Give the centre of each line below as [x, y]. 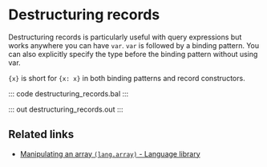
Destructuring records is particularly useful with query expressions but [125, 37]
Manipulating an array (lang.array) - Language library [110, 153]
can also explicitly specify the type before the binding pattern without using [133, 54]
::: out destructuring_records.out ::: [66, 109]
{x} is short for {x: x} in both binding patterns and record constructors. [127, 78]
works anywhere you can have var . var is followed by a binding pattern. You [134, 45]
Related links [41, 134]
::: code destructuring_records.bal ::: [69, 93]
